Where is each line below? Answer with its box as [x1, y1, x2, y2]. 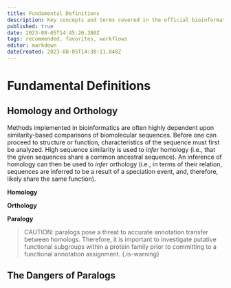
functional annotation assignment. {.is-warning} [23, 250, 159, 258]
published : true [7, 23, 54, 30]
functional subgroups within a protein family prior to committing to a [23, 242, 217, 251]
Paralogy [7, 214, 34, 223]
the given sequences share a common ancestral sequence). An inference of [7, 153, 222, 161]
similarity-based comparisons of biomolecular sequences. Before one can [7, 131, 217, 139]
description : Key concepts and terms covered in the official [7, 16, 189, 23]
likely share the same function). [7, 175, 96, 183]
